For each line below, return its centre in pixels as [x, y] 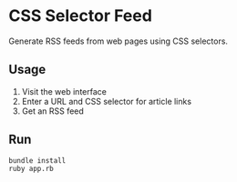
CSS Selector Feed [80, 16]
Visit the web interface [64, 91]
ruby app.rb [31, 169]
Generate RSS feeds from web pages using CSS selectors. [118, 41]
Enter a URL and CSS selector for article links [107, 101]
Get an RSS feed [52, 111]
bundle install [37, 160]
